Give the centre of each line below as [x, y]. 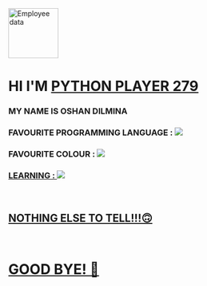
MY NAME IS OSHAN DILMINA [68, 111]
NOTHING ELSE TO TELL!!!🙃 [81, 218]
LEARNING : [32, 175]
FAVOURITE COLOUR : [52, 153]
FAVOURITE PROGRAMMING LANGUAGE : [91, 133]
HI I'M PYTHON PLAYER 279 [103, 86]
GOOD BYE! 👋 [54, 270]
